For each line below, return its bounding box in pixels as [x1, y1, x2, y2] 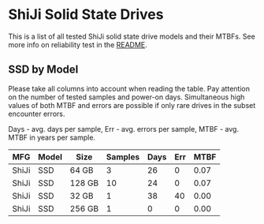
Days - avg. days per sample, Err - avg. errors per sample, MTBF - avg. [8, 124, 239, 133]
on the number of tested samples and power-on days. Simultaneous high [8, 92, 245, 102]
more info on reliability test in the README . [8, 39, 147, 49]
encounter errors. [8, 109, 65, 118]
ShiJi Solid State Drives [8, 6, 164, 24]
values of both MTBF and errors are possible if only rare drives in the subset [8, 100, 256, 110]
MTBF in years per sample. [8, 133, 96, 142]
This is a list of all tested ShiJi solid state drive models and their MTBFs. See [8, 32, 256, 41]
